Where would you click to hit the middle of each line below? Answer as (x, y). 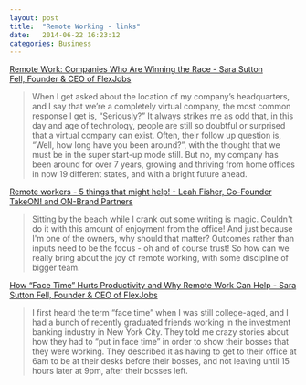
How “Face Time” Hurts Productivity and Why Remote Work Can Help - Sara (153, 286)
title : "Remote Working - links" (75, 26)
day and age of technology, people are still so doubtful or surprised (158, 126)
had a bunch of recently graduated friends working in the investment (161, 323)
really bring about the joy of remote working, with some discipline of (160, 258)
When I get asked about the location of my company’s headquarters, (161, 97)
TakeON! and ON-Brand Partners (71, 202)
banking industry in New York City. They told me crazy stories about (160, 332)
